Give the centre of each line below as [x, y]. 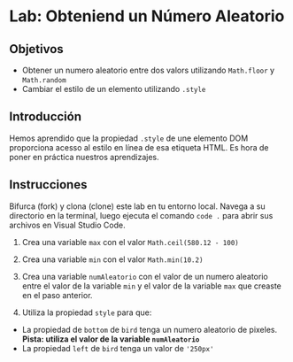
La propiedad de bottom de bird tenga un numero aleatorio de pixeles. [149, 329]
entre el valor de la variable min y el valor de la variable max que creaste [151, 286]
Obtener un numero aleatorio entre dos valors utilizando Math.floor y [148, 70]
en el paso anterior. [57, 295]
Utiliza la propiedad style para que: [87, 312]
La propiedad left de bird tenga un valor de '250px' [118, 348]
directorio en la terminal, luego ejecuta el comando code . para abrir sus [141, 215]
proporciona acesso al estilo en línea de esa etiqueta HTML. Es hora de [139, 147]
